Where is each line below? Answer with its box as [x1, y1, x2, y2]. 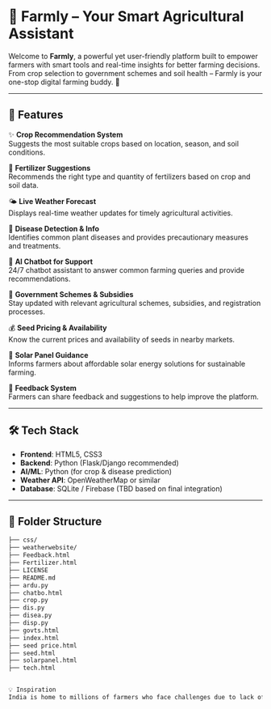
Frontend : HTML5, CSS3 [19, 449, 102, 459]
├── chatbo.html [8, 588, 63, 597]
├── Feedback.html [8, 551, 70, 559]
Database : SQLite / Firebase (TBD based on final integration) [19, 483, 223, 493]
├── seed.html [8, 649, 56, 657]
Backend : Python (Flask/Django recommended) [19, 457, 179, 468]
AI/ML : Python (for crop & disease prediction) [19, 466, 172, 476]
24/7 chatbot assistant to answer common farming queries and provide [8, 265, 245, 274]
